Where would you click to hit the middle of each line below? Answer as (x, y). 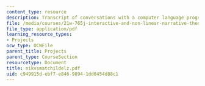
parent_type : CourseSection (42, 57)
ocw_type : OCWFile (30, 46)
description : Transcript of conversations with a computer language (95, 18)
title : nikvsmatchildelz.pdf (43, 68)
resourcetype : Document (37, 62)
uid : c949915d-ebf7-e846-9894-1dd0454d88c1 (63, 74)
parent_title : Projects (37, 51)
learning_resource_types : (39, 35)
